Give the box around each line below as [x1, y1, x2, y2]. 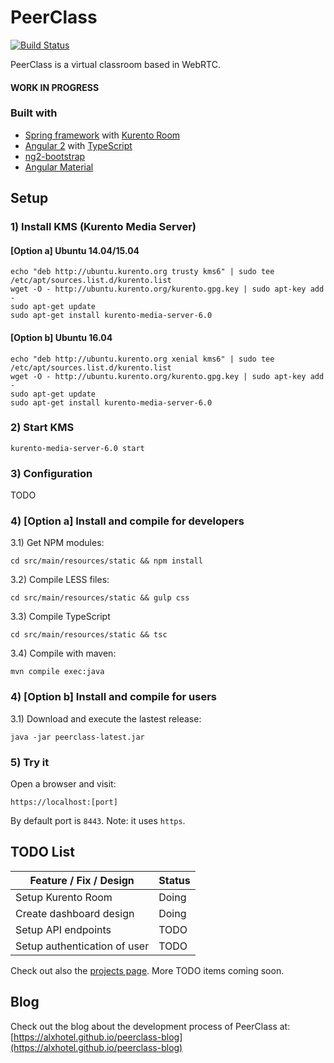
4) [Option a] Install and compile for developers [10, 514, 245, 528]
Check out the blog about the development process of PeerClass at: [10, 1020, 291, 1032]
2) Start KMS [10, 421, 75, 435]
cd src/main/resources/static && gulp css [10, 593, 190, 603]
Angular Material [24, 161, 94, 173]
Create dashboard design [15, 906, 135, 920]
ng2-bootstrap [24, 150, 86, 162]
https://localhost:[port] [10, 797, 118, 808]
